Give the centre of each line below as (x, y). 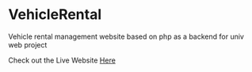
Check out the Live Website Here (62, 60)
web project (28, 44)
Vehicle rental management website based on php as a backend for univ (126, 36)
